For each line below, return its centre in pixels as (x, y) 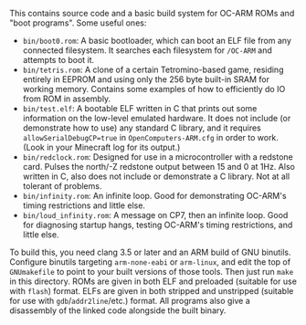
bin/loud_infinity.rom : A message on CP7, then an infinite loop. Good (155, 215)
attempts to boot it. (58, 60)
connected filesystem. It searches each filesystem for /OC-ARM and (147, 50)
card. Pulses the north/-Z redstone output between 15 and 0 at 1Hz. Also (158, 167)
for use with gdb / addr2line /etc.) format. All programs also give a (130, 301)
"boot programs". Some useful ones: (78, 23)
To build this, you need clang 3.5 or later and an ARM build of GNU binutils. (150, 252)
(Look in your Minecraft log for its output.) (101, 147)
